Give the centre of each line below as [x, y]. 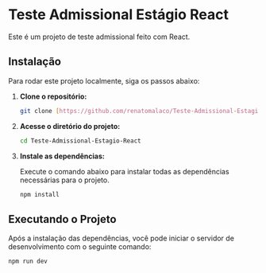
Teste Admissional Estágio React [118, 15]
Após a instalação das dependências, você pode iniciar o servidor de [121, 238]
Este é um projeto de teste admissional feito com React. [99, 37]
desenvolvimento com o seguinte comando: [80, 247]
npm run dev [28, 261]
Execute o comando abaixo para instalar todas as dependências [124, 171]
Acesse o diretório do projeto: [70, 126]
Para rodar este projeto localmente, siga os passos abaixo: [104, 80]
